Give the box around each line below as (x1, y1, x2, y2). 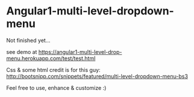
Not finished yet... (6, 37, 51, 44)
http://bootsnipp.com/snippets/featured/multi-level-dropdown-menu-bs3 (6, 72, 189, 80)
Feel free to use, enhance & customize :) (6, 84, 107, 91)
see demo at (6, 48, 37, 55)
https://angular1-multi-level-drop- (38, 48, 122, 55)
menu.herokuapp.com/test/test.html (6, 54, 96, 62)
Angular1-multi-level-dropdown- (6, 4, 175, 18)
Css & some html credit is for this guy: (6, 66, 101, 73)
